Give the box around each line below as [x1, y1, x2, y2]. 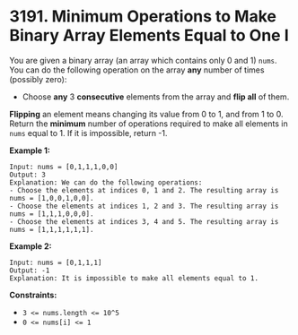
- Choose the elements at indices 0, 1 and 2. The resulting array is [9, 185, 279, 194]
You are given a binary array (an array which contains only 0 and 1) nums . [9, 55, 277, 65]
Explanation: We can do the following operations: [9, 177, 203, 187]
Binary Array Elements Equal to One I [9, 25, 289, 46]
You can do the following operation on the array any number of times [9, 64, 265, 75]
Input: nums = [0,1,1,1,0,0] [9, 162, 118, 171]
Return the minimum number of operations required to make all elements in [9, 118, 289, 129]
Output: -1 [9, 266, 50, 275]
